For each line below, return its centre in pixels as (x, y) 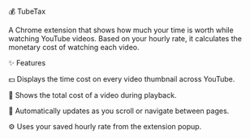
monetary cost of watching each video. (74, 47)
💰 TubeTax (27, 11)
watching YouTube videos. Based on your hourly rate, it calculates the (125, 38)
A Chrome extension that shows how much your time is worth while (121, 30)
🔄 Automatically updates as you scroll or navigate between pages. (119, 111)
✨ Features (27, 63)
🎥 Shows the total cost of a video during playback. (93, 95)
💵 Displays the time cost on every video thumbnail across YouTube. (122, 79)
